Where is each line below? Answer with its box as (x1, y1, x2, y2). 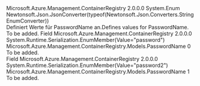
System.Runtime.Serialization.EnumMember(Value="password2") (6, 62, 168, 69)
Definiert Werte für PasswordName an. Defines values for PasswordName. (6, 24, 189, 30)
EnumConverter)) (6, 17, 49, 24)
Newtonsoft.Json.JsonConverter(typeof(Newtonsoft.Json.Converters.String (6, 11, 194, 18)
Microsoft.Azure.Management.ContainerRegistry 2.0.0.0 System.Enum (6, 5, 180, 11)
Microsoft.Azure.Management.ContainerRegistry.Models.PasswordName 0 (6, 43, 191, 50)
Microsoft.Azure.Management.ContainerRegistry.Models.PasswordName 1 (6, 68, 190, 75)
